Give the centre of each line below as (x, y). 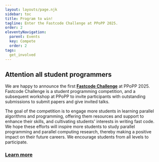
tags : (10, 50)
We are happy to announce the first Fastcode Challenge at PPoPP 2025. (78, 86)
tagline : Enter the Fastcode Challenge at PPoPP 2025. (62, 23)
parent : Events (25, 37)
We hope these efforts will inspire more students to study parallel (70, 126)
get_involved (23, 55)
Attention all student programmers (58, 74)
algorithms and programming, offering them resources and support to (74, 116)
